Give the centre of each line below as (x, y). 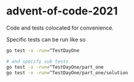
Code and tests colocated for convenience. (60, 28)
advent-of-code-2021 (62, 11)
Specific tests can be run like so (46, 39)
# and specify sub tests (37, 61)
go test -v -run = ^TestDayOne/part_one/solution (67, 73)
